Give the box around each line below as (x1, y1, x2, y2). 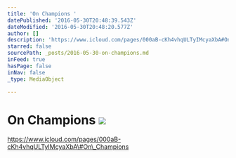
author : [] (7, 29, 39, 37)
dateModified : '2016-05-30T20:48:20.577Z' (7, 23, 133, 30)
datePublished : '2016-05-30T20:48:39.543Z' (7, 17, 137, 24)
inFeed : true (7, 56, 46, 63)
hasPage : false (7, 62, 52, 70)
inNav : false (7, 69, 46, 76)
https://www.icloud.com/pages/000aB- (7, 135, 122, 144)
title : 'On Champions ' (7, 10, 77, 18)
